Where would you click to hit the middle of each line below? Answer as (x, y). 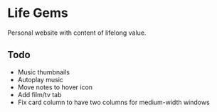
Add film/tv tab (39, 94)
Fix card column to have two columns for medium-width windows (113, 102)
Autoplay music (41, 79)
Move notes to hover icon (55, 87)
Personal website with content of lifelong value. (77, 33)
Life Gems (38, 13)
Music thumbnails (43, 72)
